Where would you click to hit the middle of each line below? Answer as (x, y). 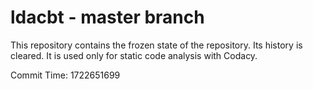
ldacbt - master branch (107, 17)
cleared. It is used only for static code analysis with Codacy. (134, 55)
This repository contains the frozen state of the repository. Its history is (156, 45)
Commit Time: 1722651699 (65, 75)
